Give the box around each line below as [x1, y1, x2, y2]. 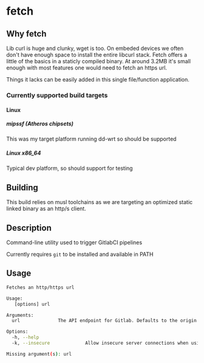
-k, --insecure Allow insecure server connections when [12, 340, 189, 347]
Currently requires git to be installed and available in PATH [6, 251, 154, 258]
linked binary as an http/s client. [6, 205, 86, 213]
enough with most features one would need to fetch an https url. [6, 64, 168, 71]
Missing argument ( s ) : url [6, 351, 72, 357]
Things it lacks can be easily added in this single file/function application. [6, 76, 190, 83]
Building [6, 182, 38, 192]
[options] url [14, 301, 50, 307]
